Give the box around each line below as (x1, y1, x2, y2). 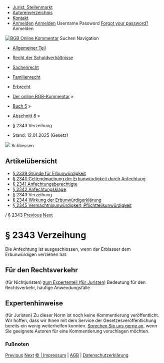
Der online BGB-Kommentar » (12, 94, 74, 99)
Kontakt (12, 15, 29, 21)
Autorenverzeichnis (12, 10, 53, 16)
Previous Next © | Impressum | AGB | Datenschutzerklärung (5, 352, 129, 358)
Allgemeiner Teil (12, 45, 46, 51)
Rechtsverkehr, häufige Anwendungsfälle (5, 284, 90, 290)
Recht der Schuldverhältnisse (12, 55, 73, 61)
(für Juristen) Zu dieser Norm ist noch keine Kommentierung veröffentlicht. (5, 312, 159, 318)
